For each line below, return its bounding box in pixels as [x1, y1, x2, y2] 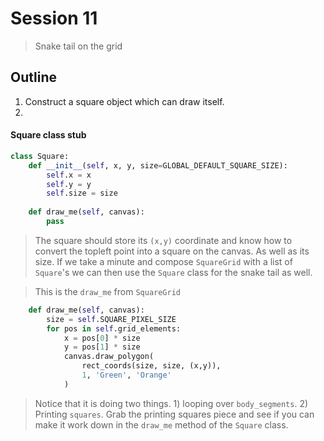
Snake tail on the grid [34, 40, 123, 52]
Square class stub [10, 129, 87, 141]
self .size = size [46, 188, 118, 199]
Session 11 [10, 7, 98, 30]
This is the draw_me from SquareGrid [34, 285, 181, 297]
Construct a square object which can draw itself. [24, 95, 225, 107]
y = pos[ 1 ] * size [63, 342, 141, 352]
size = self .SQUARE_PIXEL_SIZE [46, 314, 177, 324]
